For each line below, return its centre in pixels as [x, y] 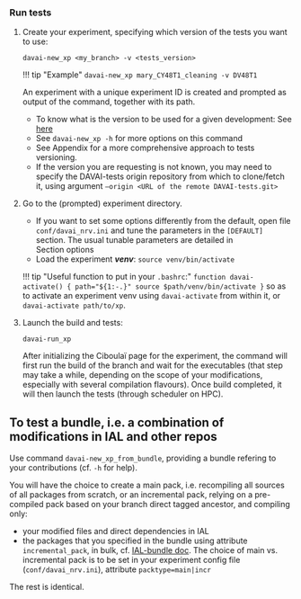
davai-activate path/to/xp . [74, 305]
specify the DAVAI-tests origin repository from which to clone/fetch [160, 176]
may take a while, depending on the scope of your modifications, [142, 375]
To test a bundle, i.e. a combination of [117, 422]
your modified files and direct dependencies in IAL [115, 532]
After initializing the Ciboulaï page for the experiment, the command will [155, 356]
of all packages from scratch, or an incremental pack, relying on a [131, 495]
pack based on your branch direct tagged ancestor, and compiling [168, 505]
